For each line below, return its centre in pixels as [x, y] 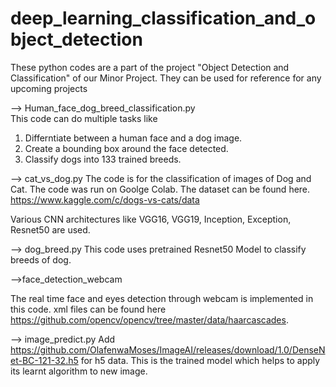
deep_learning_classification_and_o [163, 18]
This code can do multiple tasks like [84, 118]
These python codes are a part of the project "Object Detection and [150, 67]
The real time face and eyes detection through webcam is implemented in [162, 298]
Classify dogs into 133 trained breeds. [103, 159]
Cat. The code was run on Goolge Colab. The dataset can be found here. [160, 189]
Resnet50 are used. [50, 229]
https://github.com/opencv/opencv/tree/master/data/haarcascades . [149, 319]
